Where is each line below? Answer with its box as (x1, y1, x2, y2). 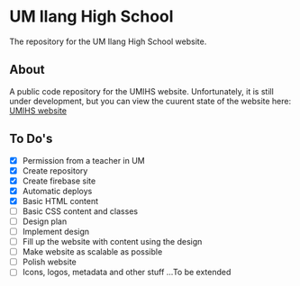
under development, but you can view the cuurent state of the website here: (9, 95, 292, 106)
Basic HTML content (22, 195, 99, 206)
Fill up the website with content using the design (22, 237, 203, 247)
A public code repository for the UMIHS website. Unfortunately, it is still (9, 85, 275, 96)
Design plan (22, 216, 68, 227)
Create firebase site (22, 175, 96, 186)
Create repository (22, 165, 88, 176)
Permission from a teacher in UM (22, 155, 146, 165)
